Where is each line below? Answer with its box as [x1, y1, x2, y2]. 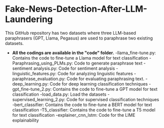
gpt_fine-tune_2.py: [12, 86, 52, 92]
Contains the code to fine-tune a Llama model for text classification [12, 55, 148, 61]
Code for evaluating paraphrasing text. [67, 76, 144, 82]
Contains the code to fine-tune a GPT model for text [52, 86, 158, 92]
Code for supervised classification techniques [66, 96, 159, 102]
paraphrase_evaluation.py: [12, 76, 66, 82]
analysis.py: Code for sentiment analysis [33, 65, 115, 71]
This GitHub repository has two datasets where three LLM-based [5, 30, 136, 36]
